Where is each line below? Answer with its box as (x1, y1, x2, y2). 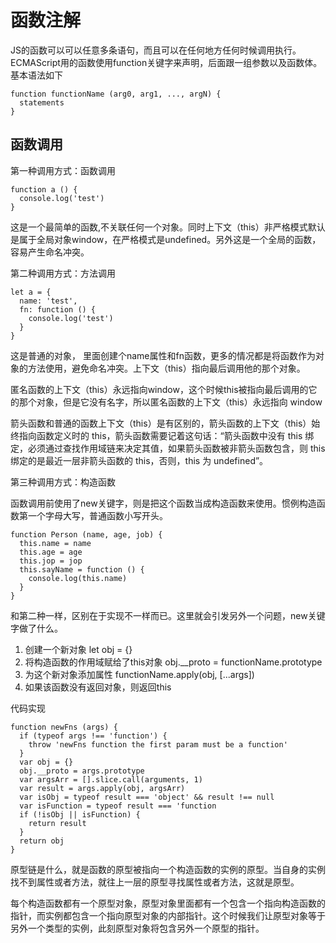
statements (19, 97, 65, 108)
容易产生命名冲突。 (10, 246, 90, 258)
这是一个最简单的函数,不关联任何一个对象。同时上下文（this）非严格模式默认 (10, 221, 326, 233)
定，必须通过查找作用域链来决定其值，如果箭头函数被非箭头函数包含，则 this (10, 442, 326, 454)
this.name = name (19, 538, 92, 548)
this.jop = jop (19, 556, 83, 566)
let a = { (10, 287, 52, 297)
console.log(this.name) (28, 573, 128, 583)
